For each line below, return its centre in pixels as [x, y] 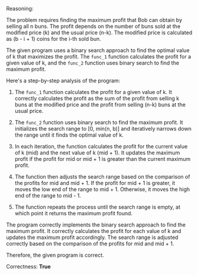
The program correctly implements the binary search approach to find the [96, 225]
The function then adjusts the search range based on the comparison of [102, 177]
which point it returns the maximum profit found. [74, 213]
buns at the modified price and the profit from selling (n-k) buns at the [100, 105]
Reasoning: [20, 9]
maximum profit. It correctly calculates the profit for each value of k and [94, 231]
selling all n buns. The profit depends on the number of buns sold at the [93, 26]
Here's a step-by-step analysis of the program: [63, 80]
